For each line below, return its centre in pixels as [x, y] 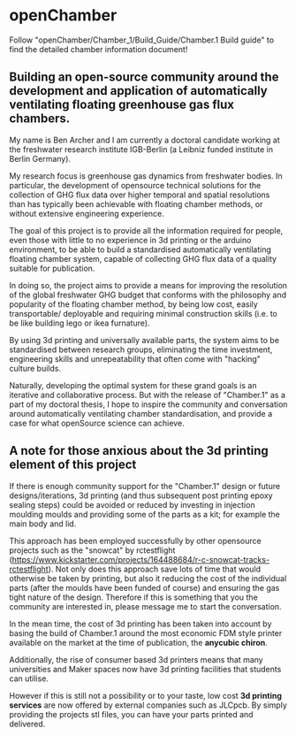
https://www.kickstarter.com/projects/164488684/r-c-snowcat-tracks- [141, 559]
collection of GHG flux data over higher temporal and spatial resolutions [140, 195]
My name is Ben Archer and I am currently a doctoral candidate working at [144, 140]
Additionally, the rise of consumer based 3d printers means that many [136, 659]
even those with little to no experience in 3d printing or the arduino [130, 240]
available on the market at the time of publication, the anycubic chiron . [138, 642]
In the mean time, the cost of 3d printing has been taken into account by [140, 624]
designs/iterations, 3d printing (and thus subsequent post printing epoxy [141, 495]
